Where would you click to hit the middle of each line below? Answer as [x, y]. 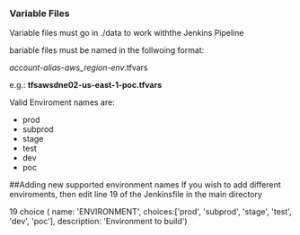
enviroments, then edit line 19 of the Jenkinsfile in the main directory [136, 195]
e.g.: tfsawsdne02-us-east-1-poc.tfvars [86, 85]
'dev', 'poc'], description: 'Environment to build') [98, 222]
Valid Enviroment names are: [62, 102]
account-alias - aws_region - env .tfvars [79, 68]
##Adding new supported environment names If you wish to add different [145, 185]
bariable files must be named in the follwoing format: [107, 50]
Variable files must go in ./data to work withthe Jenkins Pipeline [127, 33]
